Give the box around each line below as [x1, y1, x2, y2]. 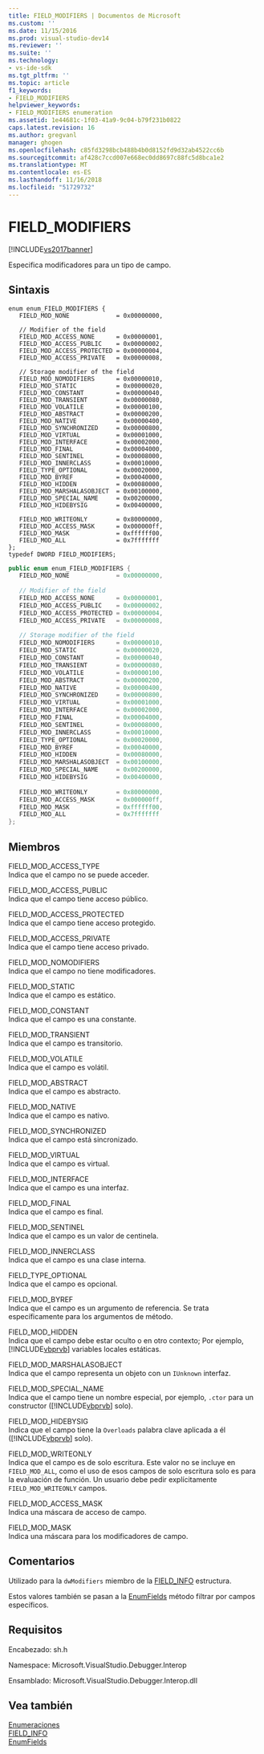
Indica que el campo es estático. [8, 990, 116, 1000]
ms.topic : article [8, 79, 70, 87]
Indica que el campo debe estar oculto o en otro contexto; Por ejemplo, [8, 1335, 245, 1345]
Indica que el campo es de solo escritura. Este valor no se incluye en [8, 1457, 236, 1467]
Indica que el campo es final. [8, 1207, 104, 1216]
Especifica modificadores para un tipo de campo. [8, 260, 172, 270]
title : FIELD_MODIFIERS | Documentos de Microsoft [8, 11, 181, 20]
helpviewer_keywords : [8, 101, 81, 109]
